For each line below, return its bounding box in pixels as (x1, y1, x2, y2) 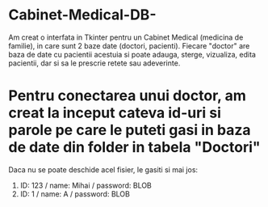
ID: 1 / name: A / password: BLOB (19, 188, 131, 199)
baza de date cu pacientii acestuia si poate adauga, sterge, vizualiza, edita (8, 49, 257, 59)
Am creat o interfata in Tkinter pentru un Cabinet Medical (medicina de (8, 32, 244, 42)
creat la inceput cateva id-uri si (8, 103, 222, 122)
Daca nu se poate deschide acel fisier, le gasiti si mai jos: (8, 164, 199, 175)
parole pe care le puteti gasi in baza (8, 121, 252, 139)
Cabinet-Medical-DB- (8, 6, 157, 24)
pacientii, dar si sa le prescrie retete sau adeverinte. (8, 58, 181, 68)
